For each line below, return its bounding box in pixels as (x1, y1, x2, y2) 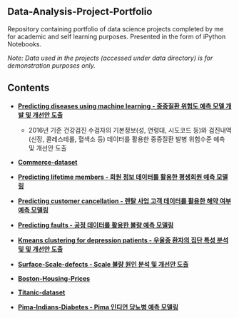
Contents (7, 82, 50, 94)
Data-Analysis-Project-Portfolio (7, 6, 153, 18)
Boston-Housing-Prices (17, 274, 91, 282)
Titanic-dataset (17, 288, 66, 297)
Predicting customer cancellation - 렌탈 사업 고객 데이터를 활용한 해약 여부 (17, 196, 232, 205)
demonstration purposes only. (7, 61, 96, 70)
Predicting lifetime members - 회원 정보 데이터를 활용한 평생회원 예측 (17, 173, 215, 181)
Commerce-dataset (17, 158, 78, 166)
